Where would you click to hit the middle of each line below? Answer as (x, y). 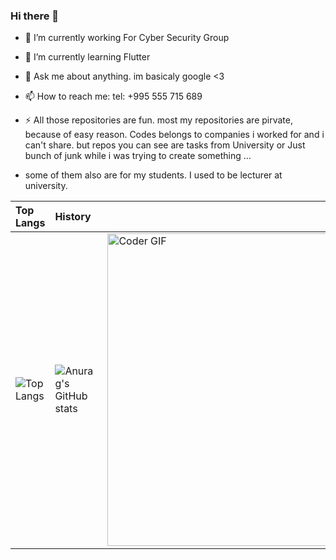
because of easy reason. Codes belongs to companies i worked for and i (174, 135)
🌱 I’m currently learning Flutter (87, 57)
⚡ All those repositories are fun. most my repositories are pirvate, (158, 120)
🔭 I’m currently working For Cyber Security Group (127, 38)
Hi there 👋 (35, 16)
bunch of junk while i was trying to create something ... (138, 156)
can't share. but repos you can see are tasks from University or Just (165, 145)
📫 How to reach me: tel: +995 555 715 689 (113, 96)
